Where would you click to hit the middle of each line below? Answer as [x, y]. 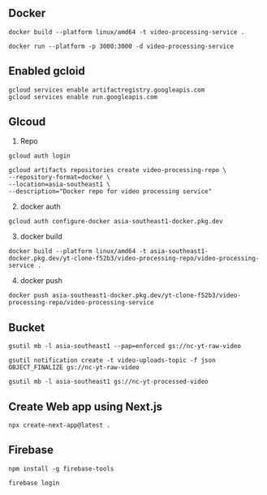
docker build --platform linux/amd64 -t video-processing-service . [127, 32]
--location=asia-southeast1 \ [60, 185]
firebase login [34, 483]
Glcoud [27, 122]
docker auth [40, 207]
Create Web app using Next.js [86, 406]
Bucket [27, 327]
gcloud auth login [39, 156]
